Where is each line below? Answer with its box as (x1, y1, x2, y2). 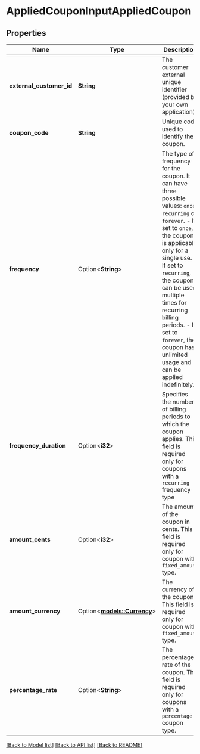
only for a (161, 246, 189, 255)
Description (163, 46, 198, 54)
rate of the (161, 660, 192, 669)
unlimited (161, 350, 188, 359)
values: (161, 201, 182, 210)
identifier (161, 85, 187, 94)
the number (161, 398, 195, 406)
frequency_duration (9, 442, 67, 449)
